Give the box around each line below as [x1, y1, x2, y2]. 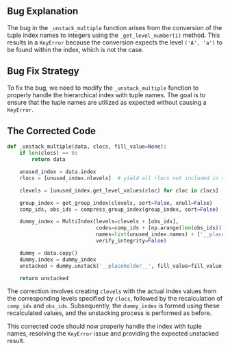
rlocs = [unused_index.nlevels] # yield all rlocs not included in [19, 175, 219, 182]
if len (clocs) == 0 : [19, 150, 78, 157]
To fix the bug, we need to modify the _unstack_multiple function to [7, 84, 199, 92]
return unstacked [19, 275, 69, 282]
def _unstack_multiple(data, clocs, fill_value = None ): [7, 143, 167, 150]
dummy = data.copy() [19, 249, 78, 256]
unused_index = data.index [19, 168, 97, 175]
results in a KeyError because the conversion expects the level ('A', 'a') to [7, 38, 222, 47]
